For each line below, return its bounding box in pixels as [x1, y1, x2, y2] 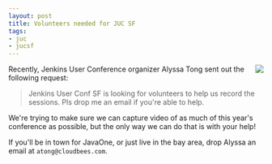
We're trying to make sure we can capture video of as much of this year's [8, 113, 253, 123]
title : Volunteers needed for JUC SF [8, 19, 136, 28]
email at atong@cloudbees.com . [8, 146, 108, 156]
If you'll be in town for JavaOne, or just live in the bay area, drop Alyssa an [8, 137, 257, 147]
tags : [8, 27, 27, 35]
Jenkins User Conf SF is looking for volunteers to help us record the [28, 88, 255, 98]
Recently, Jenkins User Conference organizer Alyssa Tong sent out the [8, 64, 245, 74]
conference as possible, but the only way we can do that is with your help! [8, 122, 257, 132]
